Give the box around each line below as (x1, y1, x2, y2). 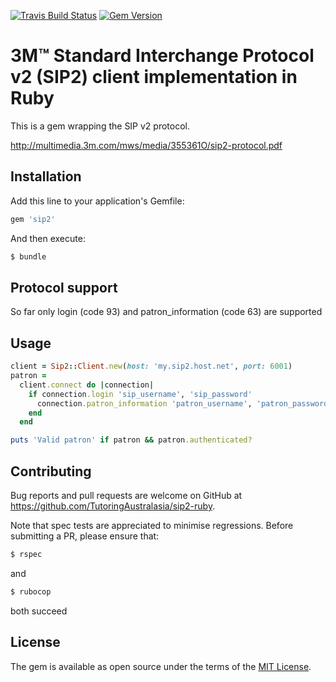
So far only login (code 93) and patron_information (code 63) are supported (10, 306, 323, 318)
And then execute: (10, 232, 86, 244)
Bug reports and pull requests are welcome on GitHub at (10, 489, 243, 501)
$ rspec (10, 549, 43, 559)
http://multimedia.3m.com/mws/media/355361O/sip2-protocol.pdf (10, 139, 283, 151)
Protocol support (10, 279, 118, 296)
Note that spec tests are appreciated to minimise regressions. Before (10, 519, 294, 531)
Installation (10, 168, 82, 185)
